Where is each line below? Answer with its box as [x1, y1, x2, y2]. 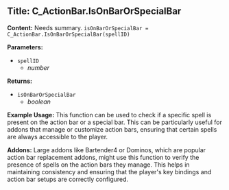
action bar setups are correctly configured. [7, 175, 129, 183]
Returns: [7, 77, 33, 85]
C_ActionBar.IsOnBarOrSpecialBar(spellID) [7, 31, 130, 38]
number [27, 63, 50, 71]
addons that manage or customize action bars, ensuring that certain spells [7, 125, 217, 133]
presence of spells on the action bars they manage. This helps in [7, 161, 190, 169]
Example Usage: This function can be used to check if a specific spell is [7, 110, 212, 119]
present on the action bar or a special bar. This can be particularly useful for [7, 118, 223, 126]
